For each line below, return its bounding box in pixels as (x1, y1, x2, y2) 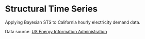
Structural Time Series (5, 3, 98, 14)
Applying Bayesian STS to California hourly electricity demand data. (5, 19, 141, 25)
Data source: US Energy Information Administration (5, 28, 107, 34)
